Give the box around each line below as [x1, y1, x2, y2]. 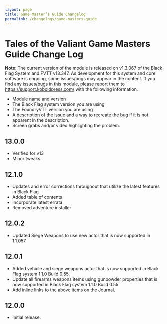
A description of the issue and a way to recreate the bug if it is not [12, 112, 149, 118]
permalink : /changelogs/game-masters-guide [5, 16, 97, 21]
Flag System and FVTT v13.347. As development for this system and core [5, 70, 156, 76]
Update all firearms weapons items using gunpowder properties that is [12, 276, 158, 282]
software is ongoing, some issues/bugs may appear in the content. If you [5, 76, 156, 82]
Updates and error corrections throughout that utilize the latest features [12, 183, 160, 189]
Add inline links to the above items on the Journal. [12, 287, 116, 293]
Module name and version [12, 96, 66, 102]
